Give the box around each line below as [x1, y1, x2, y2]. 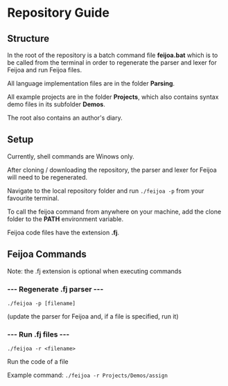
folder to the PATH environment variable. [7, 214, 123, 223]
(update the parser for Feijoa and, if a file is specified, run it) [7, 312, 179, 321]
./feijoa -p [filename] [7, 300, 76, 307]
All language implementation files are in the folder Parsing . [7, 79, 175, 88]
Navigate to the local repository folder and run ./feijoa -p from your [7, 186, 204, 195]
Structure [7, 33, 50, 45]
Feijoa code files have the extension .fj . [7, 228, 120, 236]
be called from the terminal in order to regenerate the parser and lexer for [7, 58, 217, 67]
